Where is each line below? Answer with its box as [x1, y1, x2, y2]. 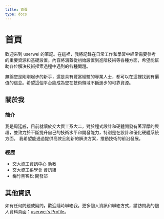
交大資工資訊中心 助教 [12, 161, 57, 167]
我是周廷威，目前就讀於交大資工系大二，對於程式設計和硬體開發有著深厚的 [5, 123, 155, 129]
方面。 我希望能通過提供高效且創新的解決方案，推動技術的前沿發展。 [5, 136, 143, 141]
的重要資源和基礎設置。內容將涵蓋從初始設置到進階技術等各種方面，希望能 [5, 57, 155, 63]
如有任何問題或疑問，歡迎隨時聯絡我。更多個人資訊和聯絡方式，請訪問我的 [5, 203, 155, 209]
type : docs [5, 12, 27, 17]
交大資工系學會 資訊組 [12, 167, 57, 173]
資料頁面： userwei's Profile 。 [9, 209, 69, 215]
